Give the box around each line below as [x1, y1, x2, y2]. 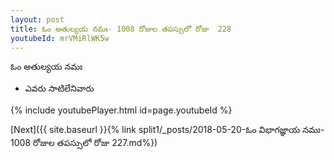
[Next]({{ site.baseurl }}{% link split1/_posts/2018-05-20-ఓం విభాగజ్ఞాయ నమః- [10, 124, 325, 136]
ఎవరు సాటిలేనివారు [24, 82, 95, 95]
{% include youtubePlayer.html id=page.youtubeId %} [10, 104, 233, 116]
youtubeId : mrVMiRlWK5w [10, 33, 110, 43]
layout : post [10, 14, 65, 25]
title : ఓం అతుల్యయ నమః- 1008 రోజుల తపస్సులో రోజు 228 [10, 24, 232, 34]
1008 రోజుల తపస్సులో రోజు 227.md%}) [10, 137, 158, 149]
